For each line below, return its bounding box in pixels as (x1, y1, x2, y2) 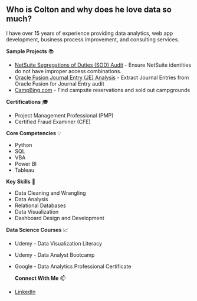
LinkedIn (14, 288, 36, 295)
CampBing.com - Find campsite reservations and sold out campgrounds (14, 86, 191, 93)
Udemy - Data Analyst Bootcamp (14, 251, 95, 259)
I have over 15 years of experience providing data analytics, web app (6, 30, 173, 37)
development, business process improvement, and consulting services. (6, 35, 180, 43)
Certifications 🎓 (6, 98, 49, 105)
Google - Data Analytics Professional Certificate (14, 263, 132, 270)
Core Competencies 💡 (6, 129, 61, 136)
